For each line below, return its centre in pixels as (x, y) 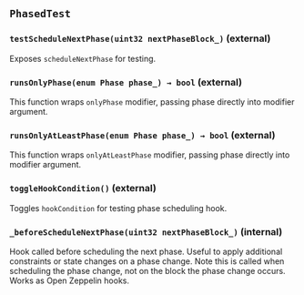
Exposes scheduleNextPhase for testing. (83, 58)
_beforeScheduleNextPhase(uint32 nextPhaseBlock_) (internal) (146, 231)
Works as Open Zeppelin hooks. (70, 280)
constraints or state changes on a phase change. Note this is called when (147, 261)
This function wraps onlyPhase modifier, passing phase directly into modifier (152, 102)
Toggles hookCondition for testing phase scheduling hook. (118, 208)
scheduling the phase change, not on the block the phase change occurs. (147, 270)
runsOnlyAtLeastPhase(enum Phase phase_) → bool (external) (142, 135)
